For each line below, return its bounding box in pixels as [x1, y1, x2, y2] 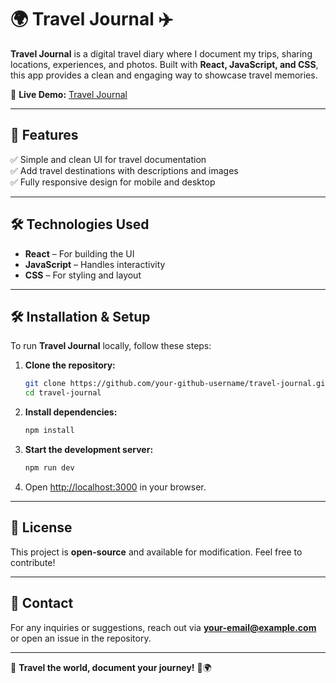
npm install [24, 426, 75, 436]
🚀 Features [10, 127, 79, 144]
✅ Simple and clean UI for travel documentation [10, 153, 207, 165]
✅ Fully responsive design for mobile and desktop [10, 176, 216, 188]
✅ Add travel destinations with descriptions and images [10, 164, 239, 176]
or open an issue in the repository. [10, 632, 152, 644]
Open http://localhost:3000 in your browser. [24, 481, 207, 493]
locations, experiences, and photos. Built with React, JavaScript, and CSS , [10, 58, 319, 70]
